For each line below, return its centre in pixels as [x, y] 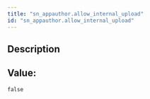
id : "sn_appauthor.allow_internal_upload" [71, 21]
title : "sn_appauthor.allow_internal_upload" [75, 14]
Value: [22, 73]
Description [34, 49]
